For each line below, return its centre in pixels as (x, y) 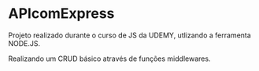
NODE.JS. (24, 43)
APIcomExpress (61, 14)
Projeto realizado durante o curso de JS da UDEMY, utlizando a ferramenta (130, 35)
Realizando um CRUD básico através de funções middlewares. (109, 59)
